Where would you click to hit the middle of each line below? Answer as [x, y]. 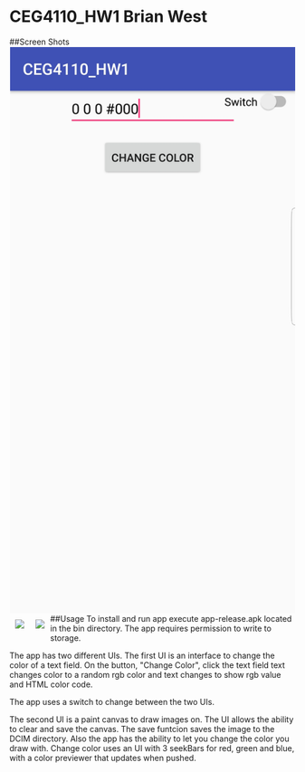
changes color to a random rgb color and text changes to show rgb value [145, 675]
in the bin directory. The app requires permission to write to [161, 629]
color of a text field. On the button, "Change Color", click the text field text [147, 665]
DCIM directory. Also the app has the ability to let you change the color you [149, 739]
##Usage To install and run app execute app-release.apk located [171, 619]
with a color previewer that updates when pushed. [103, 758]
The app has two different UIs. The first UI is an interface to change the [142, 656]
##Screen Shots [39, 42]
